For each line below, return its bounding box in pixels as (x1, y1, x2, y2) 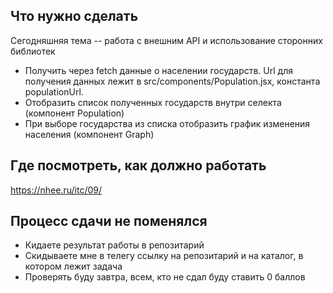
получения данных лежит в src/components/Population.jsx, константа (24, 75, 321, 87)
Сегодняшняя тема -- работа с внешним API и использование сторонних (10, 34, 323, 46)
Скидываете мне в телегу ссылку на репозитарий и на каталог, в (24, 250, 304, 262)
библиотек (10, 45, 56, 57)
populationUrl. (24, 85, 84, 98)
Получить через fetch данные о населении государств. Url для (24, 64, 293, 76)
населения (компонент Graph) (24, 128, 155, 140)
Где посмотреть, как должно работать (10, 157, 267, 174)
